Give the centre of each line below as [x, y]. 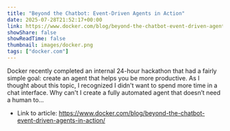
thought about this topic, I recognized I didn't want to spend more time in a [112, 85]
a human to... [26, 100]
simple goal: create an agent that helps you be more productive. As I [103, 78]
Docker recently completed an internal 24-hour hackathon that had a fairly [112, 71]
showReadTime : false [37, 39]
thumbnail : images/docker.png [50, 45]
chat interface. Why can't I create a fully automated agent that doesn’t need [114, 92]
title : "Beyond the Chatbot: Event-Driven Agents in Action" [96, 13]
